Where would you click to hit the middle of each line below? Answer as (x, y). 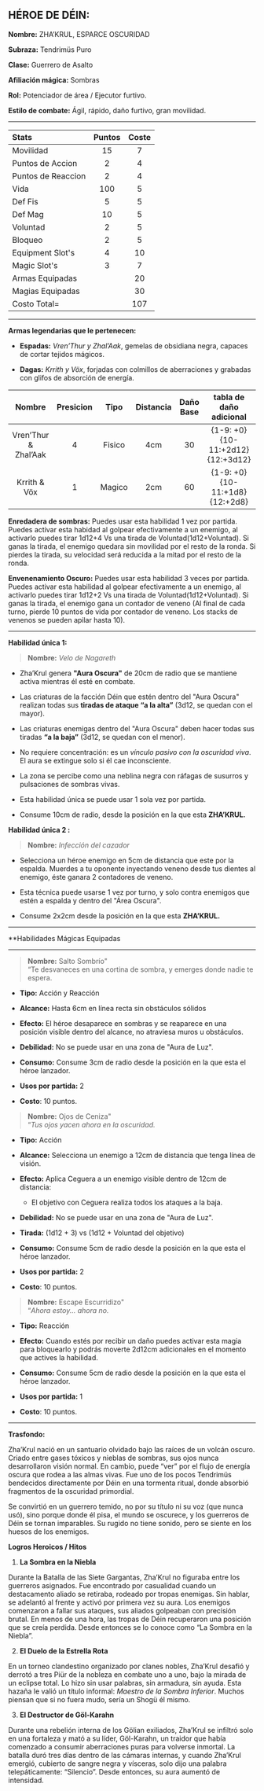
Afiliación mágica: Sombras (54, 79)
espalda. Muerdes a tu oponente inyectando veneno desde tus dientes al (137, 868)
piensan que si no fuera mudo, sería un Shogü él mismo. (99, 1699)
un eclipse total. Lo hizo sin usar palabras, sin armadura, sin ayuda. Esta (125, 1683)
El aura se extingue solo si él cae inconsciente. (95, 760)
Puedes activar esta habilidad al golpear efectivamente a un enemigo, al (125, 587)
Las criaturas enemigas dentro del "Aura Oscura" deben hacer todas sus (137, 728)
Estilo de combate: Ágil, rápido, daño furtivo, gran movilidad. (107, 110)
